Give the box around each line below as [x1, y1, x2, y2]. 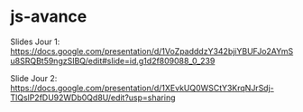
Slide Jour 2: [10, 72, 58, 83]
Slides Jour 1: [10, 36, 60, 47]
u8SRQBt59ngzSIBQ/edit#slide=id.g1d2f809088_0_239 [10, 55, 216, 66]
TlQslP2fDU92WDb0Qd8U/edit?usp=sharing [10, 92, 176, 103]
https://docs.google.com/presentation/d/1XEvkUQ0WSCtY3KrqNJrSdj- [10, 82, 274, 93]
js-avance [10, 6, 87, 27]
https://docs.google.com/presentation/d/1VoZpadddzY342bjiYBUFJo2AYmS [10, 45, 294, 56]
